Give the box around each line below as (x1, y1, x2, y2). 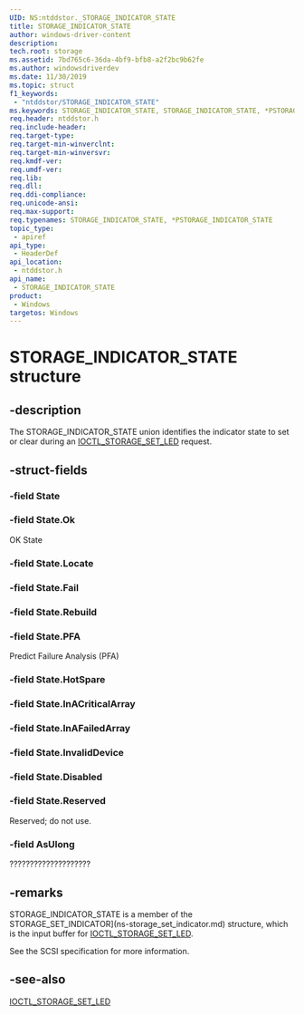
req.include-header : (9, 123, 88, 132)
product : (9, 291, 43, 300)
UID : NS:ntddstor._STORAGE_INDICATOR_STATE (9, 13, 176, 23)
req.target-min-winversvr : (9, 148, 111, 157)
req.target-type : (9, 131, 75, 140)
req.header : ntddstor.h (9, 114, 100, 123)
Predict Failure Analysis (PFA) (9, 650, 119, 662)
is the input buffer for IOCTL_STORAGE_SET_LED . (9, 928, 194, 939)
